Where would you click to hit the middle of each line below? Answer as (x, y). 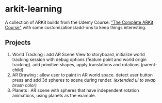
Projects (18, 43)
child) (18, 70)
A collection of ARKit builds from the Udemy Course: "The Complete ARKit (79, 22)
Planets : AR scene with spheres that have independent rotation (75, 90)
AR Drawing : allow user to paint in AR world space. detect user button (82, 75)
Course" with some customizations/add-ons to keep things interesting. (76, 27)
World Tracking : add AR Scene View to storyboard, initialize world (78, 54)
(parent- (149, 64)
